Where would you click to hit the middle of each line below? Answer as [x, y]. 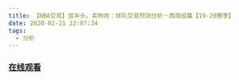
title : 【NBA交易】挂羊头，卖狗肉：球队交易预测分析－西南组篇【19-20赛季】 [121, 16]
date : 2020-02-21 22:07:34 [53, 23]
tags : [17, 30]
